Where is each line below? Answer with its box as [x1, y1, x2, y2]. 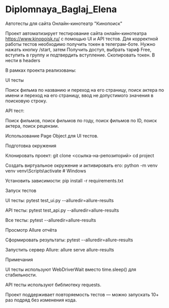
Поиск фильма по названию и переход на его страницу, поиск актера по [5, 87, 164, 93]
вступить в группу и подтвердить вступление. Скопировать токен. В [5, 52, 155, 58]
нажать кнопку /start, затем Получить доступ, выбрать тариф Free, [5, 46, 152, 52]
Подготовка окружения [5, 143, 57, 149]
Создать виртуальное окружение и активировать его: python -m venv [5, 162, 158, 169]
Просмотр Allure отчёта [5, 227, 57, 233]
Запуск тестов [5, 187, 37, 193]
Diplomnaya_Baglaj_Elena [5, 4, 117, 15]
